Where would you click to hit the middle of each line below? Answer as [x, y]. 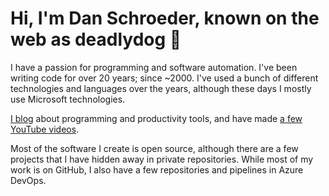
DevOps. [28, 180]
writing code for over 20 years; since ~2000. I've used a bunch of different [164, 78]
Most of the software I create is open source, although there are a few [154, 148]
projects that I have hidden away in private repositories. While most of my [162, 159]
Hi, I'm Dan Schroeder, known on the [165, 18]
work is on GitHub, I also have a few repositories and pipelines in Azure [157, 169]
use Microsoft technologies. [68, 99]
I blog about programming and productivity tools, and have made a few [156, 118]
